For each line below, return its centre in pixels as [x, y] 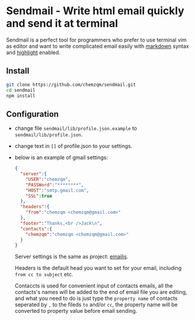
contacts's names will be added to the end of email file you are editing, [101, 292]
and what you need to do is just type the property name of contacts [96, 298]
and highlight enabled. [33, 52]
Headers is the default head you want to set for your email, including [98, 268]
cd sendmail [21, 90]
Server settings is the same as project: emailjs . [71, 257]
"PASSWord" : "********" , [55, 185]
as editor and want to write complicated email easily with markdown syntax [97, 46]
